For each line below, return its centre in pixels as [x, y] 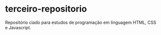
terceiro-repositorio [46, 9]
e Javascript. [18, 27]
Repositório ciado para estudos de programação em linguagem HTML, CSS [81, 22]
